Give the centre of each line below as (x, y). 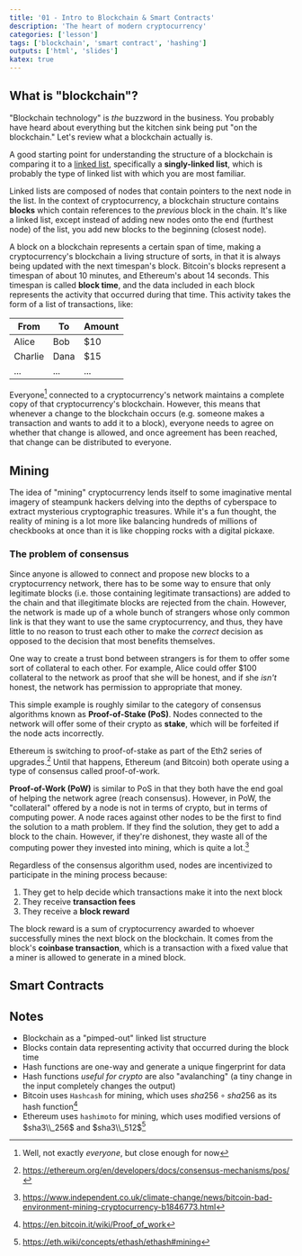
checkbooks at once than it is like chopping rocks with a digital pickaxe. (142, 531)
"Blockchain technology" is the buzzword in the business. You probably (142, 117)
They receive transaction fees (79, 901)
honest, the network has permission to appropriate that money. (126, 687)
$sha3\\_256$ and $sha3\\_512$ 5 (84, 1126)
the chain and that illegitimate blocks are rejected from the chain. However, (148, 602)
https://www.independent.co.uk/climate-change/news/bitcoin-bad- (147, 1197)
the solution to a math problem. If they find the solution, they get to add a (145, 827)
